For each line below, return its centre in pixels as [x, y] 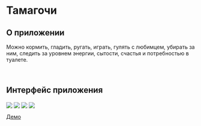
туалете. [17, 60]
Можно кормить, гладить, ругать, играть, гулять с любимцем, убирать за [100, 47]
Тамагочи [31, 10]
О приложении [35, 33]
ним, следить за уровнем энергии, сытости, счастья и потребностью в [97, 53]
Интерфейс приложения [55, 90]
